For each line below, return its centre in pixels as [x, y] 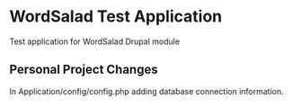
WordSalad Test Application [116, 17]
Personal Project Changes [84, 70]
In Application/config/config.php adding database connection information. [147, 91]
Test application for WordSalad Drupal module [95, 41]
